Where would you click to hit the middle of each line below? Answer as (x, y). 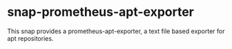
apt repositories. (30, 38)
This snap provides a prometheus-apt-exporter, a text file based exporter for (116, 31)
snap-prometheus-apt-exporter (101, 12)
